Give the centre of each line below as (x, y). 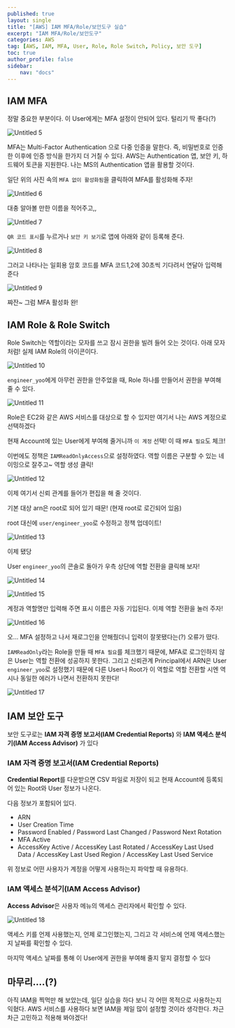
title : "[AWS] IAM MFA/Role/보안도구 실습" (67, 27)
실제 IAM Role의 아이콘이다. (60, 352)
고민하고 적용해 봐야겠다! (54, 1017)
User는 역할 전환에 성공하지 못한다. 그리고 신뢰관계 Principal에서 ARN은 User (121, 661)
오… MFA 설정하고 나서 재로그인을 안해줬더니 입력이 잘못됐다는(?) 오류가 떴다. (113, 637)
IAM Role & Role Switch (59, 325)
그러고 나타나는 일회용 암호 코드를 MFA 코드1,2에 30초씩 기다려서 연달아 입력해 (115, 265)
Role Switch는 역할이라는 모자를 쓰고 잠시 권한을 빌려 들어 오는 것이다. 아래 (110, 343)
